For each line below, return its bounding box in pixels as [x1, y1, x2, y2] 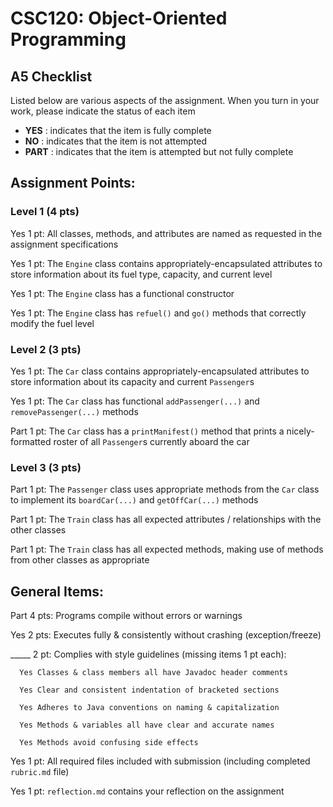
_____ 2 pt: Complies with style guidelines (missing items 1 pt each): [10, 648, 287, 661]
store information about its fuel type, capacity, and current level [10, 268, 273, 280]
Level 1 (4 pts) [10, 205, 80, 219]
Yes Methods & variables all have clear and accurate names [19, 720, 275, 731]
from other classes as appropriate [10, 554, 150, 566]
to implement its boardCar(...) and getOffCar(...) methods [10, 494, 259, 506]
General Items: [10, 583, 105, 600]
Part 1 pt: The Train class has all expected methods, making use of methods [10, 543, 324, 556]
